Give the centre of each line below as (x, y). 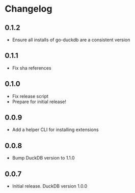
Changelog (29, 9)
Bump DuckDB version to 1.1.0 (43, 158)
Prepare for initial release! (39, 102)
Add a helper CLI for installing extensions (55, 130)
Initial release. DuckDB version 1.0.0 (50, 186)
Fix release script (30, 96)
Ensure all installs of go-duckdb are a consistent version (71, 40)
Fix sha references (32, 68)
